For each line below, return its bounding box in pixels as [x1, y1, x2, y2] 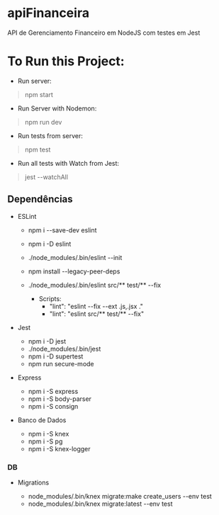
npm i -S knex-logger [28, 444, 91, 453]
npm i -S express [28, 387, 79, 395]
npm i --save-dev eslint [28, 225, 97, 234]
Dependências [7, 193, 73, 205]
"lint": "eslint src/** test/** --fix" [49, 310, 144, 318]
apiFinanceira [7, 5, 90, 21]
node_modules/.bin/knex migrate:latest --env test [28, 499, 173, 508]
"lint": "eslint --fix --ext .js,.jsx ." [49, 302, 144, 310]
